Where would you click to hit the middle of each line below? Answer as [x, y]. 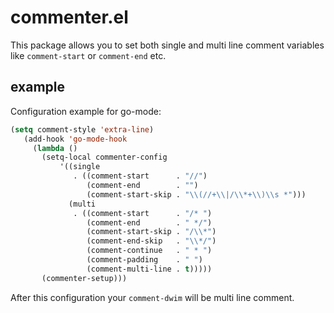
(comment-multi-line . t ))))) [149, 269]
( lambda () [55, 148]
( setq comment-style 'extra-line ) [82, 129]
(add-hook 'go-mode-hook [75, 139]
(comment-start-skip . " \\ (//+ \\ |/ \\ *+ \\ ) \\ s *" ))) [196, 194]
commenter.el [69, 17]
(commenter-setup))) [84, 278]
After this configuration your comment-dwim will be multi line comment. [152, 297]
